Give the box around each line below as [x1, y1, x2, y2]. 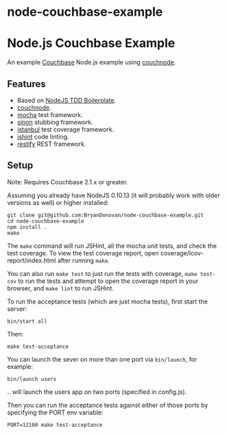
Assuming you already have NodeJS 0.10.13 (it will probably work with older [7, 191, 221, 199]
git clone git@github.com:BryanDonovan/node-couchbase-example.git [7, 212, 204, 219]
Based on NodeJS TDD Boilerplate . [16, 96, 117, 104]
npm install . [7, 223, 48, 230]
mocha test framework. [16, 110, 84, 119]
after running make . [57, 256, 110, 264]
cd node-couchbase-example [7, 217, 84, 225]
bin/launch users [7, 375, 57, 382]
